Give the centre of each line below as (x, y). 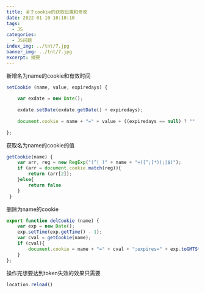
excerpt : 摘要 (23, 57)
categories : (21, 35)
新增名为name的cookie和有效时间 (49, 76)
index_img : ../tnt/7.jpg (38, 46)
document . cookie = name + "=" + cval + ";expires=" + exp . (105, 249)
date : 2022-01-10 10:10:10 (41, 18)
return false (45, 185)
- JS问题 (22, 40)
